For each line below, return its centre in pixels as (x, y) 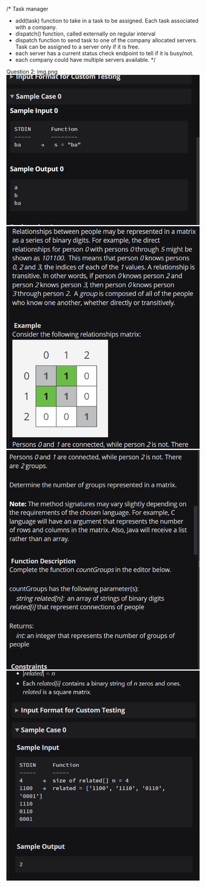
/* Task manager (28, 9)
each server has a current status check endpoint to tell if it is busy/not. (105, 53)
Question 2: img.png (32, 72)
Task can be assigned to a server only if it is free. (77, 47)
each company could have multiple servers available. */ (86, 60)
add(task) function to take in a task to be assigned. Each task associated (107, 21)
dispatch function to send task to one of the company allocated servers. (106, 40)
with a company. (36, 27)
